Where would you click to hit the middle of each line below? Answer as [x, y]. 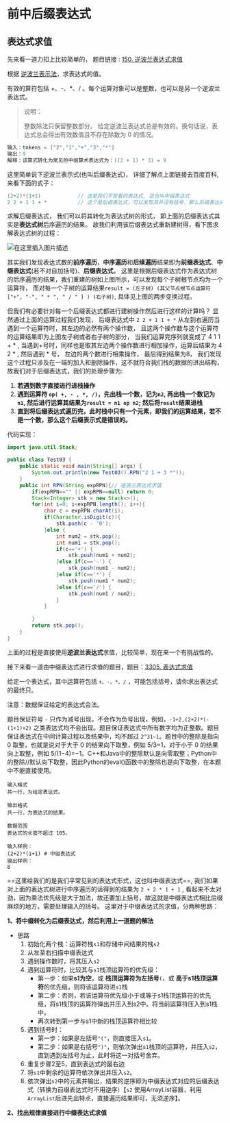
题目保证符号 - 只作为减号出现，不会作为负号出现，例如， [88, 719]
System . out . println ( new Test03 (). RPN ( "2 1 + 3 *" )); [108, 473]
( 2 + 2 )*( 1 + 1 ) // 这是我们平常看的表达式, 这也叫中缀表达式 [99, 196]
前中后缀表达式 [49, 14]
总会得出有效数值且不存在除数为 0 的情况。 [97, 135]
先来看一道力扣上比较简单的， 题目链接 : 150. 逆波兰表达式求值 [95, 59]
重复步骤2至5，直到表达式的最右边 [76, 1063]
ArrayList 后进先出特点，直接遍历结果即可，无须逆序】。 [106, 1098]
